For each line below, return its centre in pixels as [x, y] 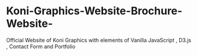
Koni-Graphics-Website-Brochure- [94, 11]
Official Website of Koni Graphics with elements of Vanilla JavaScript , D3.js [99, 40]
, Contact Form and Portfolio [41, 46]
